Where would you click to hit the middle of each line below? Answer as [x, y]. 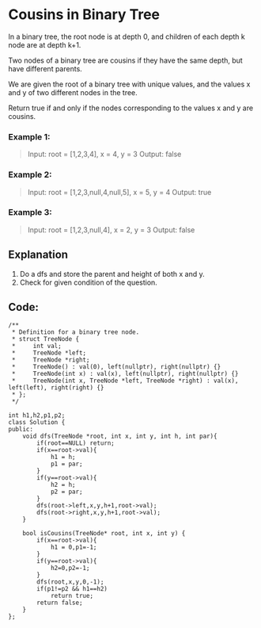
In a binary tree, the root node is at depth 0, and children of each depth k [127, 36]
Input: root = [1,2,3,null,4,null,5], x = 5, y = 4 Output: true [119, 192]
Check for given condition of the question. [89, 282]
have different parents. [45, 68]
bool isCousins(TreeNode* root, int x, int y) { [104, 534]
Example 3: [30, 213]
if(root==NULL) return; [76, 443]
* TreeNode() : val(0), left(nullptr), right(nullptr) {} [116, 367]
